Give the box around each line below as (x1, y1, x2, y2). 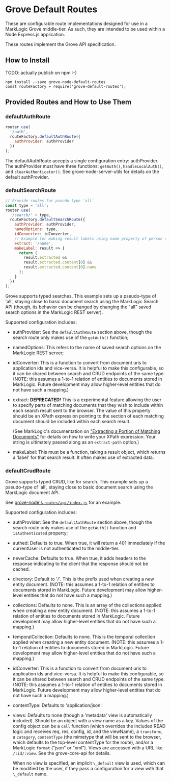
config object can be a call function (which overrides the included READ (12, 723, 166, 729)
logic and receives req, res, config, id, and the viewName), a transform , (12, 728, 162, 735)
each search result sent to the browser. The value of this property (12, 407, 151, 413)
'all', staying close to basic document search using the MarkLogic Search (5, 298, 159, 304)
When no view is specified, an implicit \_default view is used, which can (12, 760, 165, 766)
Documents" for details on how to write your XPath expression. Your (12, 433, 156, 439)
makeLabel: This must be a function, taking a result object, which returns (12, 449, 166, 455)
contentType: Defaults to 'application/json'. (12, 702, 103, 708)
